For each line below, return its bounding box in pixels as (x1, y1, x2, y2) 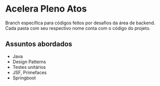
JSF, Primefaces (12, 69, 47, 75)
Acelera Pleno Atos (5, 3, 87, 15)
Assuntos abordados (5, 40, 72, 49)
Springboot (12, 74, 36, 81)
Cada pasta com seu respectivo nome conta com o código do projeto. (5, 25, 151, 31)
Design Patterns (12, 59, 46, 65)
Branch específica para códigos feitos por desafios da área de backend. (5, 20, 155, 26)
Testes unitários (12, 64, 46, 70)
